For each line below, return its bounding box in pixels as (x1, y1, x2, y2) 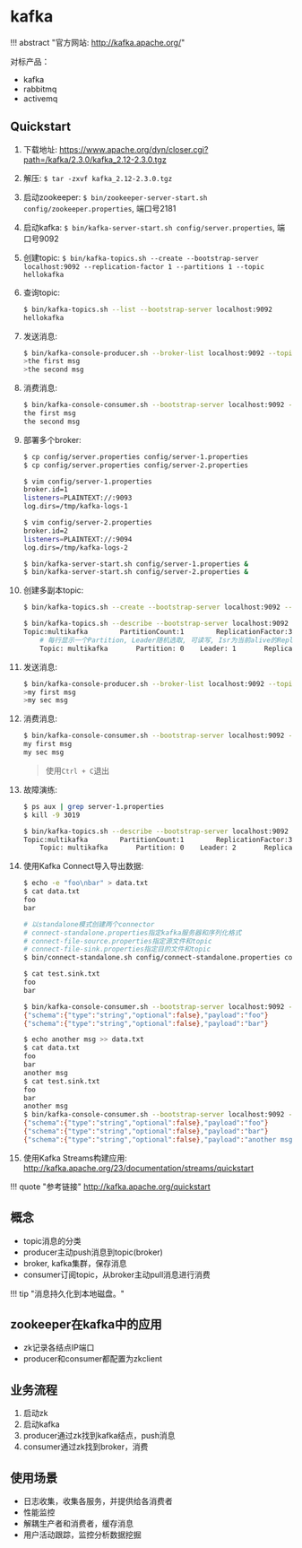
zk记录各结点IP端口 (22, 1343, 95, 1353)
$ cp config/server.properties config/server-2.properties (22, 460, 249, 470)
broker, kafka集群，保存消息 (22, 1257, 127, 1268)
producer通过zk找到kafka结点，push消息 (22, 1431, 176, 1441)
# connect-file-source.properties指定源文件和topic (22, 936, 213, 945)
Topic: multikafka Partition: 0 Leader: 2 (39, 843, 237, 853)
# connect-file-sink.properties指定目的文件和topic (22, 944, 211, 954)
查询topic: (22, 287, 61, 298)
